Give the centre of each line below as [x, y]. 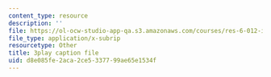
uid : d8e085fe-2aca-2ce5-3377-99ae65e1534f [83, 61]
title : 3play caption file [54, 53]
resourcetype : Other [43, 46]
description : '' [35, 23]
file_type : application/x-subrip [65, 38]
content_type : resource [48, 16]
